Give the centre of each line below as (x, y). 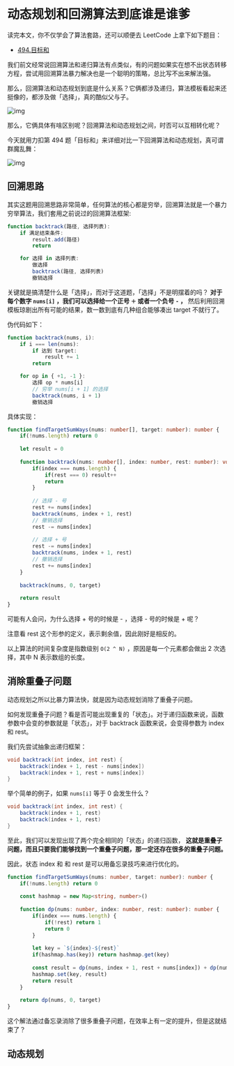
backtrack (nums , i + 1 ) (67, 396)
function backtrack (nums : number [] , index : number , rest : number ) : (119, 462)
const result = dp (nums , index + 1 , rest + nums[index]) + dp (124, 968)
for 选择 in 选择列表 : (49, 259)
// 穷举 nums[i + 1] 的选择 (70, 389)
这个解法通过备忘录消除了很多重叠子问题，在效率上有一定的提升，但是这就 (114, 1021)
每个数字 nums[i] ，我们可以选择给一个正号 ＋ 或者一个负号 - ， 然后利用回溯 (116, 301)
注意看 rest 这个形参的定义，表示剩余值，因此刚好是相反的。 (94, 633)
